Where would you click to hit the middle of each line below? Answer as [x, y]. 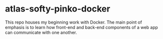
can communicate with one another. [41, 32]
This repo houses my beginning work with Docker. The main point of [73, 22]
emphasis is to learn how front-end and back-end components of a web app [81, 27]
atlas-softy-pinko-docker [58, 9]
